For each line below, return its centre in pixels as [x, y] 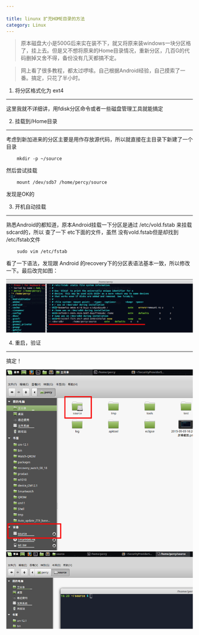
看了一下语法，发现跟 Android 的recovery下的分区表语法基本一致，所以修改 [98, 263]
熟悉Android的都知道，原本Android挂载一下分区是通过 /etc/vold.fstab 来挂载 [99, 225]
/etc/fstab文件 [23, 240]
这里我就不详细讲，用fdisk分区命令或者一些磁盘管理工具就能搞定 [85, 109]
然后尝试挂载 [22, 170]
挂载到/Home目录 [36, 121]
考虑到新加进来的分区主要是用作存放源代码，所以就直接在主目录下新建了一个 [99, 140]
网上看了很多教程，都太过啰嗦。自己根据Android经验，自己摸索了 [100, 70]
